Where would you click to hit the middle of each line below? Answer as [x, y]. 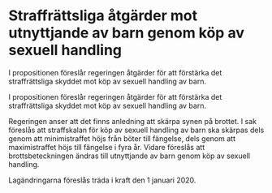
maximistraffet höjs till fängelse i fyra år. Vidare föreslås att [107, 147]
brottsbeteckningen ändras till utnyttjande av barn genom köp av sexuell [129, 156]
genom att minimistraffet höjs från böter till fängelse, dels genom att [122, 138]
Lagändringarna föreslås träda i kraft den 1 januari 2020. [102, 180]
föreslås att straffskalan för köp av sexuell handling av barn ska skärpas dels [136, 130]
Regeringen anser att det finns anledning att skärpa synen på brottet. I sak [133, 121]
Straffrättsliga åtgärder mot [103, 16]
